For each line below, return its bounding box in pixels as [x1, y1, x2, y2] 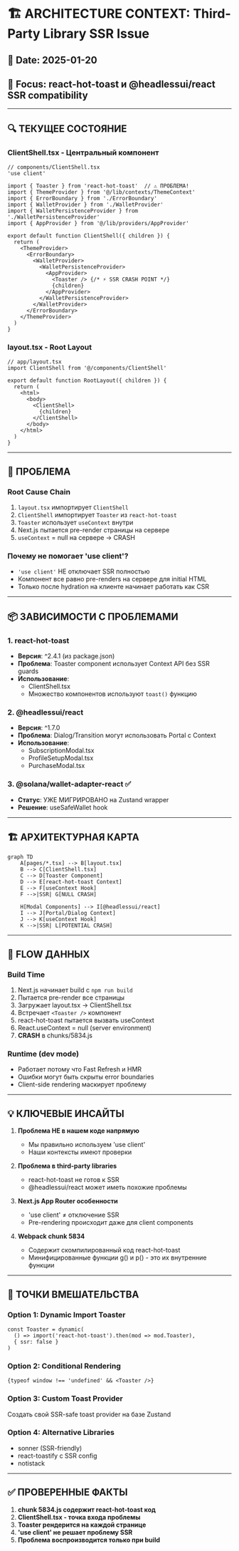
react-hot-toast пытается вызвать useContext [17, 1016, 154, 1025]
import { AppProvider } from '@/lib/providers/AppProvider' [7, 220, 190, 227]
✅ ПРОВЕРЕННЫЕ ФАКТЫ [7, 1486, 128, 1498]
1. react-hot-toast [7, 636, 70, 645]
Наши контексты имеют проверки [28, 1148, 132, 1156]
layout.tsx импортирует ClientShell [17, 503, 129, 512]
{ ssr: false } [14, 1338, 59, 1345]
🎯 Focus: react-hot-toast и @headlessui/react [7, 78, 216, 90]
